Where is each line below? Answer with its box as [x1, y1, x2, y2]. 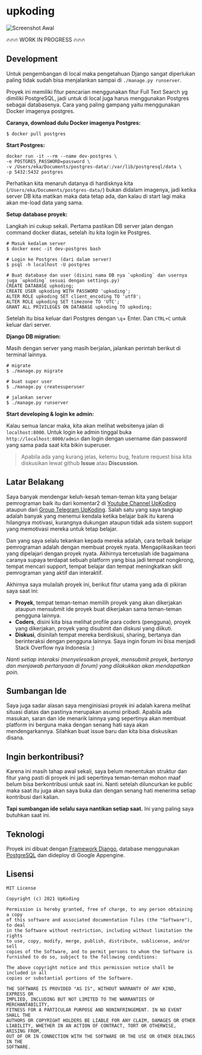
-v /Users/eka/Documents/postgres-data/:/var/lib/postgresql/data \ [6, 163, 182, 170]
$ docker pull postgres [6, 131, 66, 137]
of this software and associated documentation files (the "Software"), [6, 916, 193, 923]
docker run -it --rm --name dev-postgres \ [6, 153, 118, 159]
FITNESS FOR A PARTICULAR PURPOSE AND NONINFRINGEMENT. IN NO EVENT [6, 1007, 182, 1013]
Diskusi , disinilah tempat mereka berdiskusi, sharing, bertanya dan [14, 631, 181, 638]
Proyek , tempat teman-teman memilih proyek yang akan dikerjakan [14, 599, 182, 606]
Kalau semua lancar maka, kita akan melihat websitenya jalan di [6, 422, 164, 429]
